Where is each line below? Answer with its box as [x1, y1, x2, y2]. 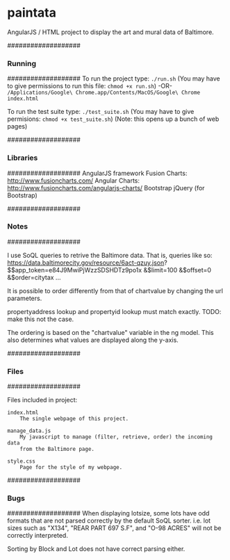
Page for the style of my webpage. [19, 464, 123, 471]
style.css [7, 458, 36, 465]
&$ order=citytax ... [7, 273, 61, 281]
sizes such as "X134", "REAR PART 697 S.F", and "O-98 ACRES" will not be [7, 524, 222, 532]
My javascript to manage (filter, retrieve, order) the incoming [19, 434, 213, 440]
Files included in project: [7, 396, 78, 404]
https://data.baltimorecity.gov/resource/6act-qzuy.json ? [7, 258, 168, 267]
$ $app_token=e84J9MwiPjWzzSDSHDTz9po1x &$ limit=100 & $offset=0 [7, 265, 212, 274]
